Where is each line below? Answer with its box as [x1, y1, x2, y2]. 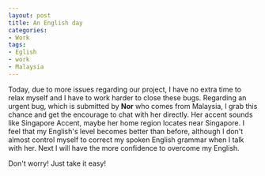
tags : [8, 41, 26, 49]
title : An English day [8, 19, 83, 27]
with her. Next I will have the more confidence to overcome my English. [8, 143, 240, 152]
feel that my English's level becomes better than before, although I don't [8, 126, 244, 136]
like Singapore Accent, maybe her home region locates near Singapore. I [8, 118, 245, 127]
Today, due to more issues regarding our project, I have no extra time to [8, 84, 242, 94]
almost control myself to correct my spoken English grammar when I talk [8, 135, 244, 144]
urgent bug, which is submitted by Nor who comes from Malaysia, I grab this [8, 101, 258, 110]
